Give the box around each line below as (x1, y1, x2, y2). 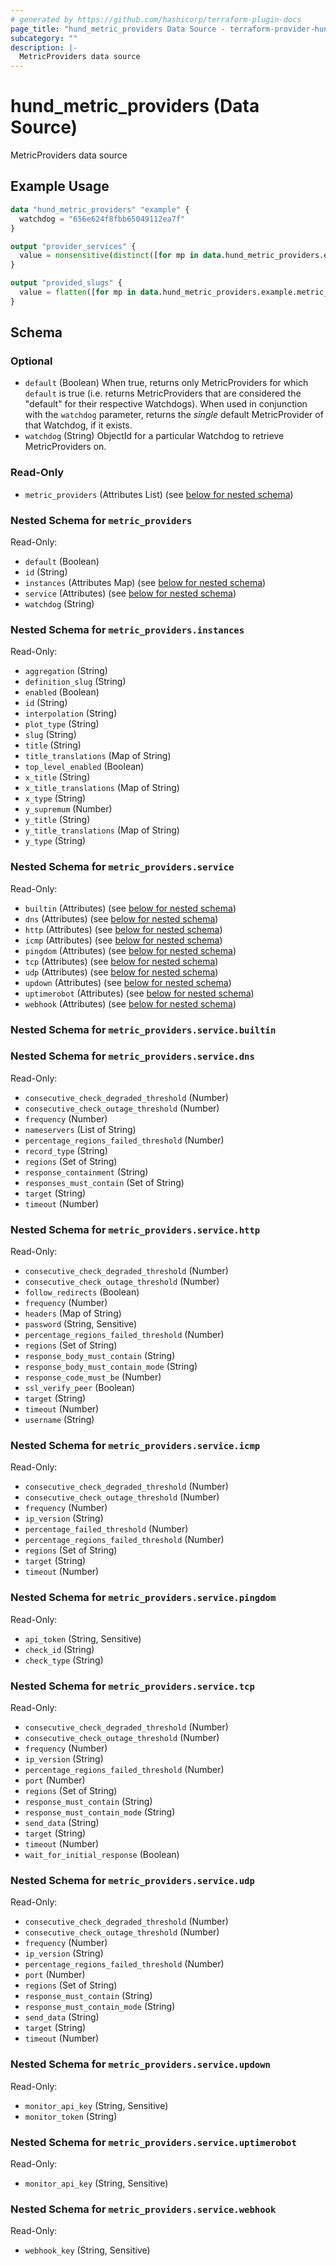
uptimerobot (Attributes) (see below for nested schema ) (24, 987, 255, 999)
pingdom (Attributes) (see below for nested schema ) (24, 944, 237, 956)
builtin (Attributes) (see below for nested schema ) (24, 902, 237, 914)
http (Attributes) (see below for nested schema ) (24, 923, 223, 935)
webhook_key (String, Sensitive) (24, 2244, 151, 2256)
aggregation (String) (24, 665, 108, 677)
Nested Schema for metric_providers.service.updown (10, 2057, 271, 2071)
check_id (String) (24, 1643, 95, 1655)
